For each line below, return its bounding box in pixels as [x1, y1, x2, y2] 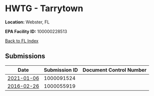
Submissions [5, 52, 45, 60]
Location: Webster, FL [5, 19, 50, 25]
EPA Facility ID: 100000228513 [5, 28, 67, 34]
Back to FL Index [5, 38, 39, 44]
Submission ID [43, 66, 78, 73]
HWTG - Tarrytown [5, 3, 84, 14]
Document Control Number [82, 66, 147, 73]
